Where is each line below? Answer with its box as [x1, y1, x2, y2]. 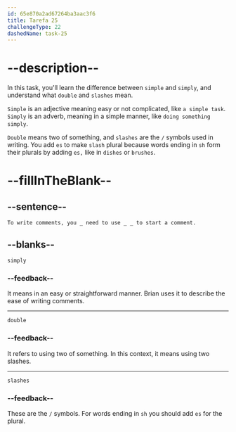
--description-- [7, 61, 100, 76]
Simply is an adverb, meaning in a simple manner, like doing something [7, 112, 211, 120]
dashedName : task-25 [7, 30, 68, 37]
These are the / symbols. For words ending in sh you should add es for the [7, 409, 223, 417]
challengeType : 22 [7, 23, 61, 30]
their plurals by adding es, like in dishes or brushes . [7, 148, 156, 157]
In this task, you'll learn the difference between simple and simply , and [7, 84, 212, 92]
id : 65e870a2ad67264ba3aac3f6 [7, 10, 96, 18]
